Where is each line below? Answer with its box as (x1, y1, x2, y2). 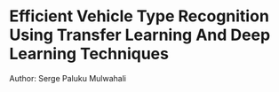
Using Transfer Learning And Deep (9, 25, 271, 45)
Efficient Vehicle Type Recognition (9, 6, 269, 27)
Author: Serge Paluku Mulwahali (9, 73, 127, 83)
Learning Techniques (9, 44, 169, 64)
